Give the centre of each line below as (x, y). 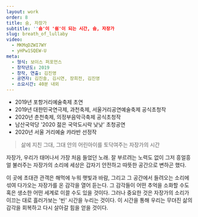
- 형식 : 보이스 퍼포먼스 (37, 62)
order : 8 (17, 17)
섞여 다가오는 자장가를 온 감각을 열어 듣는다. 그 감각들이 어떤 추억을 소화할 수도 (98, 185)
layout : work (22, 12)
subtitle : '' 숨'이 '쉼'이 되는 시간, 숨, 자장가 (60, 28)
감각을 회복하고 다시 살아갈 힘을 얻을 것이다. (57, 208)
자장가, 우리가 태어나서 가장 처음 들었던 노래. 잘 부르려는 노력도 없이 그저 (91, 157)
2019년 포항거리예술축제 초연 (49, 102)
